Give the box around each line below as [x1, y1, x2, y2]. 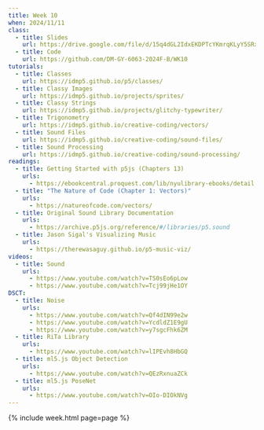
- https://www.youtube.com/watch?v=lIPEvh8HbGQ [28, 347, 189, 356]
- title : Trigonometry [15, 114, 90, 122]
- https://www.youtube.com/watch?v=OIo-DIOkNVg [28, 391, 189, 399]
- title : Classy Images [15, 84, 93, 93]
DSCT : [8, 289, 26, 297]
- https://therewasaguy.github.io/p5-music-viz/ [28, 245, 192, 253]
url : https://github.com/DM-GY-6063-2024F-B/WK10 [22, 56, 189, 64]
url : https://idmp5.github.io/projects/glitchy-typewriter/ [22, 107, 223, 115]
